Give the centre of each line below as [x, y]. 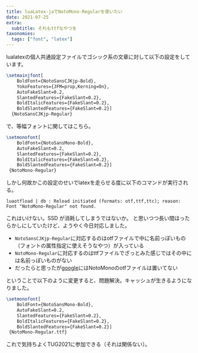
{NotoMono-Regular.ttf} [38, 332]
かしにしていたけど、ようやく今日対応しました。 [70, 225]
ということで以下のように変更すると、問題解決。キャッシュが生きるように [97, 281]
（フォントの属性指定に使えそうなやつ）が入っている [79, 246]
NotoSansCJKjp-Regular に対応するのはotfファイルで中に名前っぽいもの [100, 238]
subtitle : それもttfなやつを [44, 28]
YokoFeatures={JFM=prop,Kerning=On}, [63, 87]
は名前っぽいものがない [43, 260]
